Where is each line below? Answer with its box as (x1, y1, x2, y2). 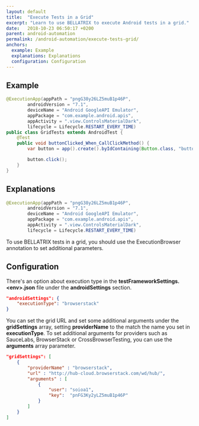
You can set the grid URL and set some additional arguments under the (6, 317, 179, 324)
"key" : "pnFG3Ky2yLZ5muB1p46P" (48, 393, 129, 399)
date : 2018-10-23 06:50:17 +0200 (6, 25, 94, 31)
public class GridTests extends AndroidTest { (6, 129, 123, 135)
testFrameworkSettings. (118, 277, 180, 285)
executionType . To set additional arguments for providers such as (6, 330, 168, 337)
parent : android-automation (6, 31, 76, 37)
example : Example (11, 48, 54, 53)
